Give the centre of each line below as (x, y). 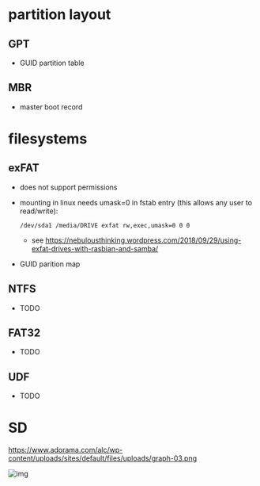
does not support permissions (68, 187)
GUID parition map (50, 264)
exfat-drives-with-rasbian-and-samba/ (95, 248)
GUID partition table (52, 63)
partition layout (60, 15)
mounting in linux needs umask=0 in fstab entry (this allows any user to (136, 202)
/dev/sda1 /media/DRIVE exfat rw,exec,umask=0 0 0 (105, 225)
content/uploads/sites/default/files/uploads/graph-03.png (103, 458)
